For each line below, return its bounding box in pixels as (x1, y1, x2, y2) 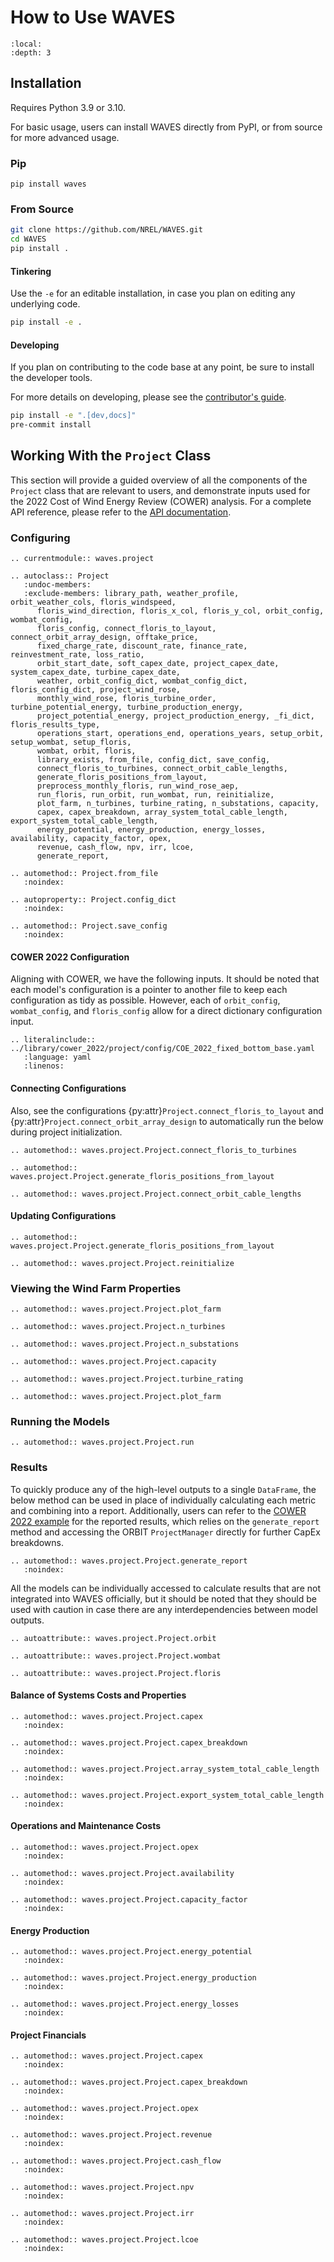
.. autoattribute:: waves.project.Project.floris (10, 1668, 222, 1678)
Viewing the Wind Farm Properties (10, 1281, 182, 1295)
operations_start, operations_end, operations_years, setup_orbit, (36, 729, 325, 739)
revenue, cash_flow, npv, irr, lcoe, (36, 842, 195, 853)
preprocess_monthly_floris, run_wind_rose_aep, (36, 781, 240, 791)
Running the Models (10, 1414, 110, 1428)
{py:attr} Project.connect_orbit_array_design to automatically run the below (10, 1115, 324, 1127)
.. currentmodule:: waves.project (10, 554, 155, 564)
